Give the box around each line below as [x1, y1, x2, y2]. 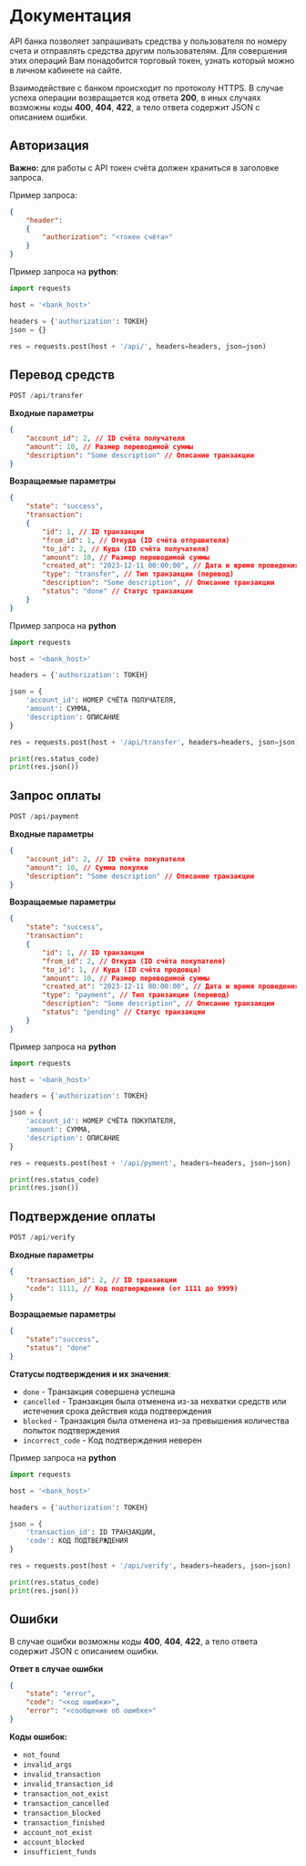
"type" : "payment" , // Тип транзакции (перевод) [42, 991, 230, 1000]
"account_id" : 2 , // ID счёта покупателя [25, 854, 185, 863]
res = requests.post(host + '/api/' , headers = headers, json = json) [9, 341, 267, 351]
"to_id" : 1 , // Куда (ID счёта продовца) [42, 964, 202, 975]
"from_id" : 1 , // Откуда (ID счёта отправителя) [42, 536, 230, 545]
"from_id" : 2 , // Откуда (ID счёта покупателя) [42, 956, 226, 965]
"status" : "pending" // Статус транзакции [42, 1007, 206, 1016]
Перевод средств [9, 367, 116, 382]
